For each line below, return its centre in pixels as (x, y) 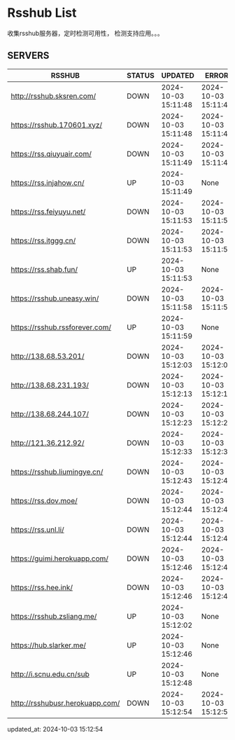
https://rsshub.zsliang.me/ (54, 616)
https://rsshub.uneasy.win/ (55, 298)
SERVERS (28, 56)
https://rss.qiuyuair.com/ (51, 153)
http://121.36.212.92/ (48, 443)
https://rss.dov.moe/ (44, 500)
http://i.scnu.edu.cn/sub (50, 674)
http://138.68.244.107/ (50, 413)
